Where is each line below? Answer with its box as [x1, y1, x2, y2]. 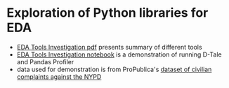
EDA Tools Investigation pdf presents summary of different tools [16, 43, 202, 51]
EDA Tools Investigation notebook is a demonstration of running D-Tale [16, 50, 222, 59]
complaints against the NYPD [16, 72, 102, 81]
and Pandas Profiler [16, 57, 74, 66]
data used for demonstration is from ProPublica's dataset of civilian [16, 65, 212, 73]
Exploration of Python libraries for [6, 5, 209, 21]
